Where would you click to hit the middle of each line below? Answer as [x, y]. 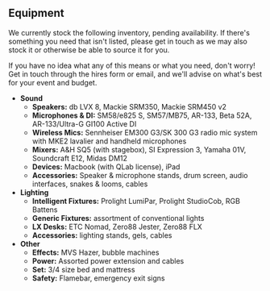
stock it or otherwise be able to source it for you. [89, 50]
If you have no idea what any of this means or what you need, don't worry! [132, 65]
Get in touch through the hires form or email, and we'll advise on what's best [135, 74]
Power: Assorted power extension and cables [108, 260]
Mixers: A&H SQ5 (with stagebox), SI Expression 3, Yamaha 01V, [139, 149]
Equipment [36, 13]
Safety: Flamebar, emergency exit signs [98, 278]
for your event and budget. [53, 82]
